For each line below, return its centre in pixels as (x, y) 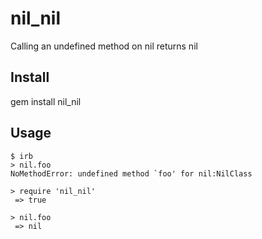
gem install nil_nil (46, 101)
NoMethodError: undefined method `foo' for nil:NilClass (131, 173)
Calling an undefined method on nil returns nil (104, 46)
